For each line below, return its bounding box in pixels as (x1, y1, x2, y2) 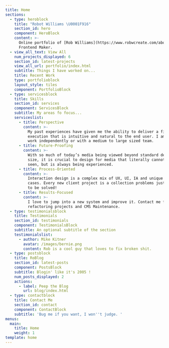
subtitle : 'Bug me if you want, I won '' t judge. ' (14, 312, 123, 317)
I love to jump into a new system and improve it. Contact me (27, 199, 161, 204)
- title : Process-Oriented (18, 167, 75, 172)
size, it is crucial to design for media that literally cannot (27, 157, 165, 162)
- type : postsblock (10, 251, 51, 256)
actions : (14, 279, 33, 284)
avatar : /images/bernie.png (23, 241, 82, 247)
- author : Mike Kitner (18, 237, 66, 242)
